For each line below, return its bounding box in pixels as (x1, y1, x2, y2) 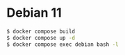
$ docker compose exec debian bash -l (6, 40, 119, 48)
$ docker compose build (6, 28, 76, 35)
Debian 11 (6, 5, 62, 21)
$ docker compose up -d (6, 34, 76, 41)
